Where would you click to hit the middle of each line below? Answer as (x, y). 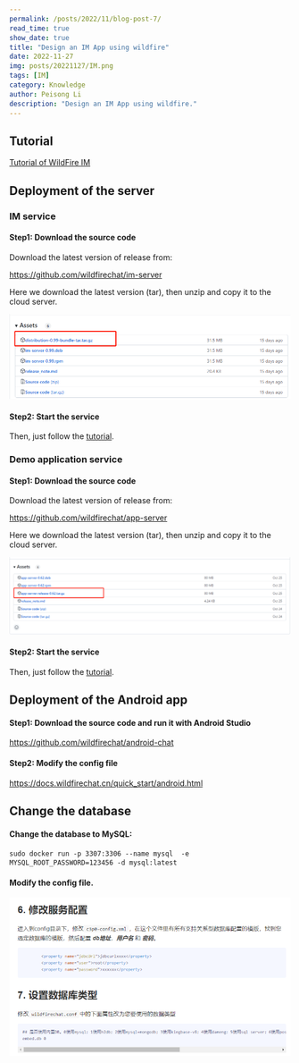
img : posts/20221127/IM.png (62, 66)
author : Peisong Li (46, 94)
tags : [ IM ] (29, 76)
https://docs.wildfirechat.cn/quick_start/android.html (106, 783)
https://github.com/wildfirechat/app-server (88, 518)
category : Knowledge (48, 85)
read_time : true (39, 28)
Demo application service (66, 460)
